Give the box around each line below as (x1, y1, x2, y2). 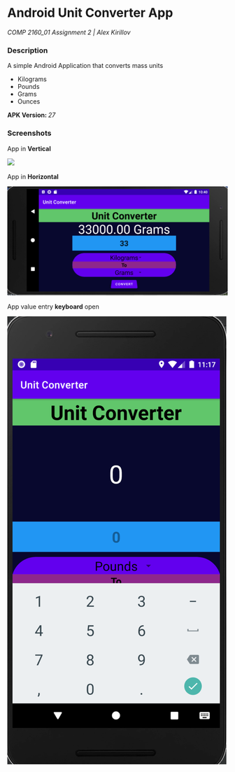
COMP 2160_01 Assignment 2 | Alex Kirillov (7, 28, 131, 36)
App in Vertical (7, 144, 51, 153)
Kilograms (17, 75, 47, 83)
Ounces (17, 97, 41, 106)
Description (7, 45, 48, 55)
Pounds (17, 83, 40, 91)
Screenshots (7, 128, 52, 138)
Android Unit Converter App (7, 5, 173, 21)
